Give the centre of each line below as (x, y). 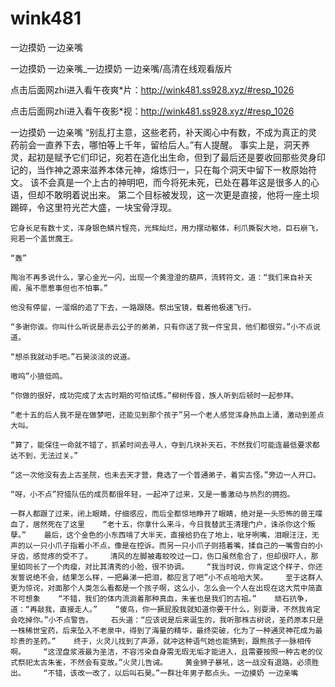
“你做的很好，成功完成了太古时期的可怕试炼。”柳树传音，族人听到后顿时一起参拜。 (154, 395)
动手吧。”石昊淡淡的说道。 (89, 357)
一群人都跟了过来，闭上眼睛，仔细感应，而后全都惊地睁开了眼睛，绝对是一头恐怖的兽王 (163, 513)
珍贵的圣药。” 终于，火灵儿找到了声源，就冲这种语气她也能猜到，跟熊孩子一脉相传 (161, 641)
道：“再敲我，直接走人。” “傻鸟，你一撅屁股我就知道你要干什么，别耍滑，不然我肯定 (166, 609)
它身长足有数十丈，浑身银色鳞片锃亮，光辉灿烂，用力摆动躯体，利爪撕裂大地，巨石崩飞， (166, 228)
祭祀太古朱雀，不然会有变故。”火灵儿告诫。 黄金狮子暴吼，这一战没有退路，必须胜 (168, 662)
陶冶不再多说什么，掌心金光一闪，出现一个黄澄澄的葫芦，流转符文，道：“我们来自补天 (161, 277)
